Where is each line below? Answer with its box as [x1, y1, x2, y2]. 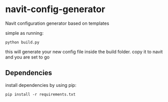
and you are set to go [5, 54, 50, 60]
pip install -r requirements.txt [5, 92, 76, 97]
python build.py [5, 39, 39, 45]
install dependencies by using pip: [5, 82, 77, 88]
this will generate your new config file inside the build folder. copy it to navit [5, 48, 163, 55]
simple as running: [5, 30, 44, 36]
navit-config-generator [5, 4, 105, 15]
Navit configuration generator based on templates [5, 20, 110, 26]
